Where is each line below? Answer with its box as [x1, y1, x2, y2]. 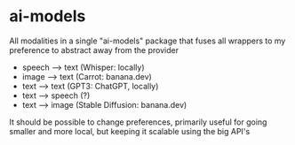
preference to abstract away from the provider [9, 44, 179, 55]
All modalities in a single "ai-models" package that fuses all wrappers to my [9, 35, 286, 46]
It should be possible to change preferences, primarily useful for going [9, 117, 267, 127]
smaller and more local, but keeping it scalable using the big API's [9, 126, 251, 136]
